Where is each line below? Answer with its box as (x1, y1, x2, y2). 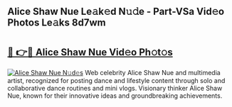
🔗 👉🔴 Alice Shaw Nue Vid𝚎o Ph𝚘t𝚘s (7, 46, 173, 58)
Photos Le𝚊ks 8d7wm (7, 17, 106, 29)
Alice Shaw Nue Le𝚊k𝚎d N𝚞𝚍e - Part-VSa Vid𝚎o (7, 6, 225, 18)
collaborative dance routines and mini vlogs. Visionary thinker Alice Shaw (7, 84, 223, 92)
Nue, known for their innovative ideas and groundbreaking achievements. (7, 91, 223, 100)
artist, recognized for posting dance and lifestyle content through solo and (7, 77, 226, 84)
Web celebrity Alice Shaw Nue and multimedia (85, 69, 221, 77)
